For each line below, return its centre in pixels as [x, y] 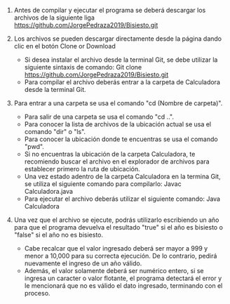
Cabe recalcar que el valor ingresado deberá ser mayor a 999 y [116, 248]
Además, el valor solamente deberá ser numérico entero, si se [114, 271]
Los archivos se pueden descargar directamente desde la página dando [118, 39]
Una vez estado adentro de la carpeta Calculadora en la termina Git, [122, 176]
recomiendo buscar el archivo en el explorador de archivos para [117, 161]
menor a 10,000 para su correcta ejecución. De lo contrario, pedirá [121, 256]
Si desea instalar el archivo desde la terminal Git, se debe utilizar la [121, 60]
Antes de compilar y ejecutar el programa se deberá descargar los [110, 10]
